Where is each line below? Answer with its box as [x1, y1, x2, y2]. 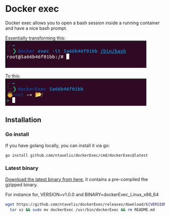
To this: [5, 73, 21, 79]
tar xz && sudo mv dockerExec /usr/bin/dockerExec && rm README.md [10, 207, 155, 212]
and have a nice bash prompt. [5, 25, 67, 31]
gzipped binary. [5, 182, 38, 188]
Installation [5, 116, 41, 124]
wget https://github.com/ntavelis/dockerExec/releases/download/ [5, 202, 146, 207]
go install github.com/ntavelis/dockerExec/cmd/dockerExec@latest [5, 153, 148, 158]
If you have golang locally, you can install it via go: [5, 142, 110, 148]
